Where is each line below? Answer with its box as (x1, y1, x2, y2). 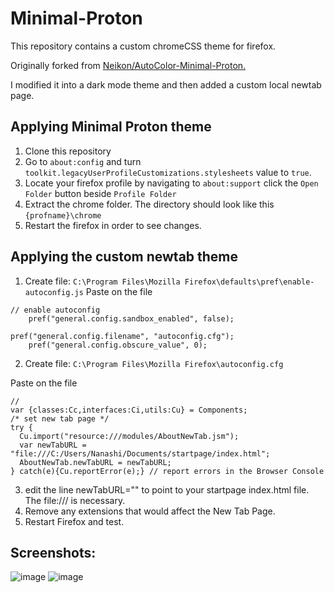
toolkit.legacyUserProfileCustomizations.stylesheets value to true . (24, 166, 312, 178)
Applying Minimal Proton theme (10, 118, 212, 136)
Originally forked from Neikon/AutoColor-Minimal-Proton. (10, 59, 247, 71)
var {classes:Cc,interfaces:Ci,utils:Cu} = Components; (10, 405, 248, 415)
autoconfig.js (24, 287, 84, 297)
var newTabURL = (19, 440, 87, 450)
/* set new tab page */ (10, 413, 110, 424)
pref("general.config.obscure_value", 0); (28, 340, 208, 350)
